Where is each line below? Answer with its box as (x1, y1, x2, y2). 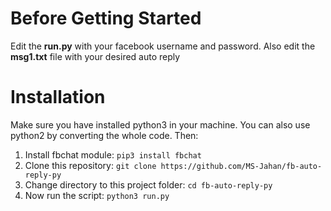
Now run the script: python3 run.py (24, 189, 170, 201)
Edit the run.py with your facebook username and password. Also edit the (10, 40, 316, 52)
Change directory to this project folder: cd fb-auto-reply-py (24, 178, 273, 191)
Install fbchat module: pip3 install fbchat (24, 148, 202, 161)
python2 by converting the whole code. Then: (10, 129, 199, 141)
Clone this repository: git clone (24, 159, 157, 171)
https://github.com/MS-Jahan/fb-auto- (160, 161, 323, 171)
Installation (10, 86, 106, 109)
